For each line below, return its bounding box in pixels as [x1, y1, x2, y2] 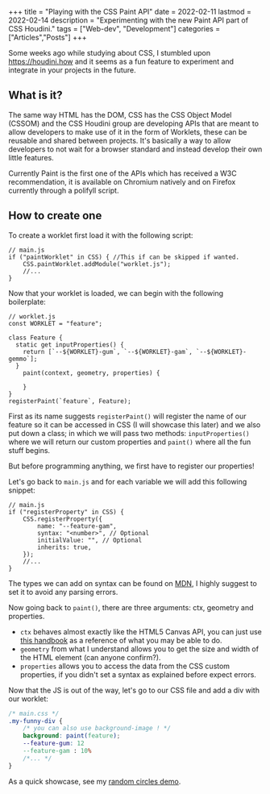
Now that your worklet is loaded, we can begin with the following [8, 288, 224, 297]
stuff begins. [8, 445, 51, 455]
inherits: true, [37, 543, 92, 551]
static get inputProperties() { [15, 340, 125, 349]
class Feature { [8, 334, 63, 342]
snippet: [8, 485, 35, 495]
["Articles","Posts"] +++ [8, 32, 87, 42]
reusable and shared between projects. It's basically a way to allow [8, 135, 231, 145]
